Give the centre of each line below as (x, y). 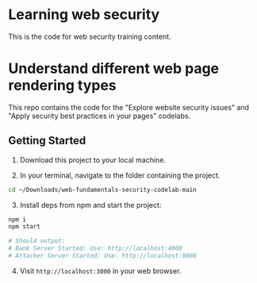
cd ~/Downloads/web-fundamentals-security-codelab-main (102, 189)
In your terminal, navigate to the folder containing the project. (120, 175)
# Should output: (37, 241)
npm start (25, 227)
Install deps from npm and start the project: (90, 205)
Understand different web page (114, 69)
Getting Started (47, 141)
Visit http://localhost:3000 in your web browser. (100, 270)
